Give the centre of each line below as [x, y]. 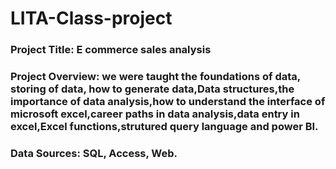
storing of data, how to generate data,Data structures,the [152, 89]
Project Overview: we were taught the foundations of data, [155, 77]
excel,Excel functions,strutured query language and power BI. [164, 127]
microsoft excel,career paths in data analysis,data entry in [155, 114]
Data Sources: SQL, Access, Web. [94, 153]
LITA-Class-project [91, 18]
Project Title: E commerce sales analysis [111, 50]
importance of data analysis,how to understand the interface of [168, 102]
